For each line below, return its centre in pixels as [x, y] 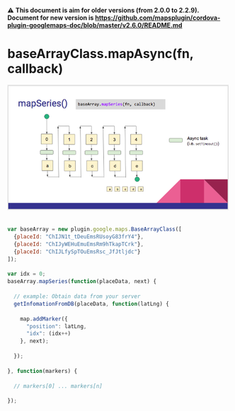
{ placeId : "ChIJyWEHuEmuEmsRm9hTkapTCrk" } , [79, 244]
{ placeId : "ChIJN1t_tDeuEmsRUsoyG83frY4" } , [79, 237]
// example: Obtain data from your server [77, 296]
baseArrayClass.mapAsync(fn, [101, 54]
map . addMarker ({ [44, 319]
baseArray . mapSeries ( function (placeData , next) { [82, 282]
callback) [35, 69]
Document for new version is [51, 18]
